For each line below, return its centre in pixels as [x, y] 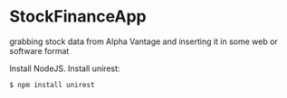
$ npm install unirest [52, 85]
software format [39, 50]
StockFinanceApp [78, 17]
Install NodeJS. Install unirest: [65, 68]
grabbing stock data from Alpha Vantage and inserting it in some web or [143, 41]
